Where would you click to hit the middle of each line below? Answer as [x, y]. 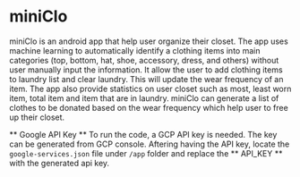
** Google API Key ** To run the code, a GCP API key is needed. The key [143, 134]
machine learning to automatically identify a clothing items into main [135, 50]
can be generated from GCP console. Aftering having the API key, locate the [150, 144]
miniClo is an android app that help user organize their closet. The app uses [149, 41]
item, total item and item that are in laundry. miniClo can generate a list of [144, 98]
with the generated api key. [60, 163]
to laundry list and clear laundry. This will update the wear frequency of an [146, 79]
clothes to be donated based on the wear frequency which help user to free [149, 107]
